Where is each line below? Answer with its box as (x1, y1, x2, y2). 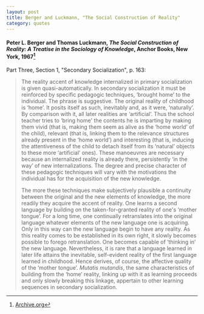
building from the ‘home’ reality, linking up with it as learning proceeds (21, 271, 197, 278)
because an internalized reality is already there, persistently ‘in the (21, 155, 188, 163)
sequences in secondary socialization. (21, 284, 117, 291)
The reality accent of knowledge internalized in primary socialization (21, 78, 192, 86)
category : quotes (6, 20, 50, 26)
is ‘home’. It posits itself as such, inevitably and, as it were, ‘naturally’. (21, 104, 194, 111)
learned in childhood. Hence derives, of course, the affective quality (21, 258, 192, 265)
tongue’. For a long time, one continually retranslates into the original (21, 213, 193, 220)
